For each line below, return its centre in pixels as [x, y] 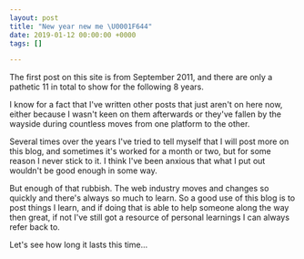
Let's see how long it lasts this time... [79, 245]
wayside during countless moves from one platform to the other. [130, 124]
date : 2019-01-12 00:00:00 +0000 [73, 35]
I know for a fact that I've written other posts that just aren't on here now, [146, 105]
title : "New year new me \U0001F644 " [81, 26]
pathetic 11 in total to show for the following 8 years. [107, 87]
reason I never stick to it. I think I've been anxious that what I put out [137, 161]
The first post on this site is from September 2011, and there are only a [141, 78]
